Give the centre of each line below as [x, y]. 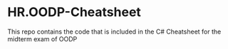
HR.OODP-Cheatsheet [74, 12]
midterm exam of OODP [42, 38]
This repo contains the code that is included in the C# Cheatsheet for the [114, 31]
